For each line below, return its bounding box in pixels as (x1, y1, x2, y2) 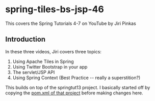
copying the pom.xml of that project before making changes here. (5, 90, 144, 96)
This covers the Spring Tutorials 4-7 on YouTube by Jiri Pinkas (5, 20, 136, 26)
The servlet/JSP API (12, 69, 55, 75)
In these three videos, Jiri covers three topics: (5, 48, 102, 54)
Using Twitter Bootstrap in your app (12, 63, 88, 70)
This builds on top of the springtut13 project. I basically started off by (5, 84, 150, 90)
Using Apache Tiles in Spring (12, 58, 74, 64)
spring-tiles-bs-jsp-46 (5, 4, 105, 15)
